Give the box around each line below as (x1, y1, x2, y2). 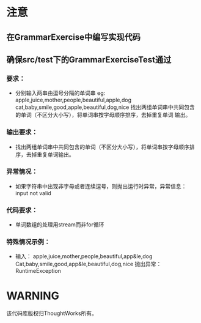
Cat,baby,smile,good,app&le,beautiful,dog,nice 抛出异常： (15, 261, 162, 268)
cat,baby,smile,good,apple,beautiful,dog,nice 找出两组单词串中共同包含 (15, 103, 195, 111)
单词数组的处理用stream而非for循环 (15, 221, 104, 228)
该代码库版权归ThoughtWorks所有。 (6, 310, 98, 317)
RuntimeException (15, 267, 61, 275)
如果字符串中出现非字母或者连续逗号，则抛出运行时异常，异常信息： (15, 182, 187, 190)
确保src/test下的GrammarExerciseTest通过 (6, 54, 172, 65)
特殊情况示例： (6, 238, 51, 247)
